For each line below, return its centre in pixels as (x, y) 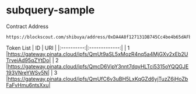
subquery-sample (50, 10)
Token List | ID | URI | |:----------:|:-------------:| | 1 (68, 48)
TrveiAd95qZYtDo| (29, 60)
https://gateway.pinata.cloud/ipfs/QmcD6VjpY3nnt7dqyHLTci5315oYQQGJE (98, 66)
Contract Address (27, 26)
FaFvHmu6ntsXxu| (28, 85)
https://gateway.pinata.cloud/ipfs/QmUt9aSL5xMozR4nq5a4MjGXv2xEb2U (98, 54)
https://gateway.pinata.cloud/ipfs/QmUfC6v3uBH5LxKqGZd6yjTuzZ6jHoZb (98, 79)
